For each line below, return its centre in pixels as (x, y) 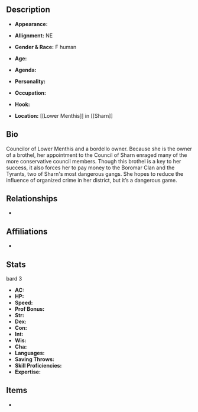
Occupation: (30, 93)
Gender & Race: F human (46, 47)
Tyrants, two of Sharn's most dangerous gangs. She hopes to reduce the (95, 173)
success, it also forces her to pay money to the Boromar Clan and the (90, 168)
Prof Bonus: (30, 309)
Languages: (30, 353)
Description (28, 10)
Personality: (30, 81)
